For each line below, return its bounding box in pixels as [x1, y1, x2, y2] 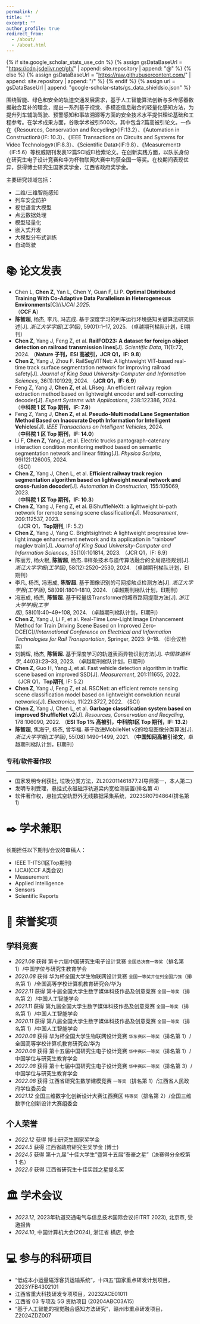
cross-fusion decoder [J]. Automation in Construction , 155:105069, [14, 482, 180, 490]
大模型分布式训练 [14, 234, 57, 241]
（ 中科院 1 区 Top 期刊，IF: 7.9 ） [14, 403, 94, 411]
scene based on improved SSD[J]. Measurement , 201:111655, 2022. [14, 671, 180, 678]
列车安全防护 [14, 196, 46, 203]
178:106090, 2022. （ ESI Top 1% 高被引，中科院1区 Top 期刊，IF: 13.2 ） [14, 718, 191, 725]
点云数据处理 [14, 211, 46, 218]
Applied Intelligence [14, 880, 64, 887]
